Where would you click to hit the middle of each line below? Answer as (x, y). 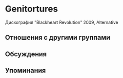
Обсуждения (26, 54)
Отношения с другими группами (58, 38)
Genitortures (31, 9)
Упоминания (26, 70)
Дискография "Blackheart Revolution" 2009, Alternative (62, 22)
